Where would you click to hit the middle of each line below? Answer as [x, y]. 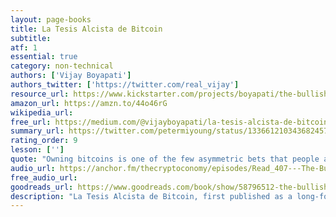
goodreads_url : [42, 187]
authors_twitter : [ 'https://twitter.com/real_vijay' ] [125, 85]
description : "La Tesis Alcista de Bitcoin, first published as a [151, 196]
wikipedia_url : [42, 112]
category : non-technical [62, 66]
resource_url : [40, 94]
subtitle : [31, 38]
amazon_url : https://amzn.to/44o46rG [89, 103]
